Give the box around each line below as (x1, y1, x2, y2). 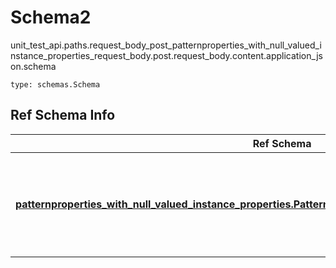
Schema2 (10, 6, 92, 29)
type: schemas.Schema (10, 79, 101, 90)
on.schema (10, 60, 57, 72)
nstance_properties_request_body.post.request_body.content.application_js (10, 49, 323, 61)
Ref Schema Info (10, 107, 116, 124)
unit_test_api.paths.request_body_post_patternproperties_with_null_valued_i (10, 39, 322, 51)
